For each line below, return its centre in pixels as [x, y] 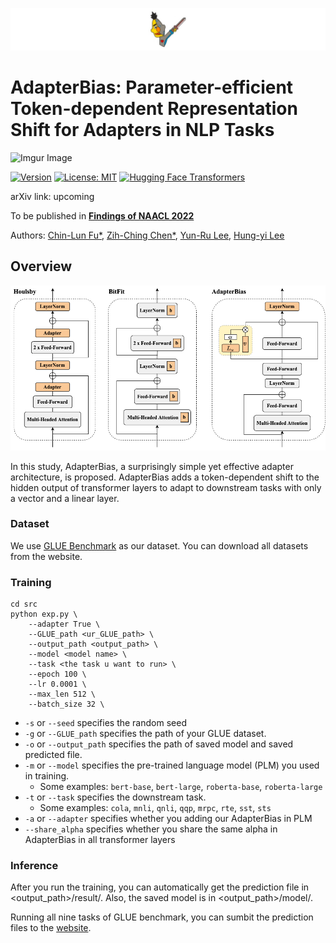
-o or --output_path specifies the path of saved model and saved [159, 744]
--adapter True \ [64, 624]
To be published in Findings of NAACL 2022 [102, 215]
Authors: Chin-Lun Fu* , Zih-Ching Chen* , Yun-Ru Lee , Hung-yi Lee [147, 235]
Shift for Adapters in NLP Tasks [142, 130]
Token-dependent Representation [154, 109]
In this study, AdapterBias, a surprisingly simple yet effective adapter [152, 466]
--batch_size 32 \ [66, 704]
